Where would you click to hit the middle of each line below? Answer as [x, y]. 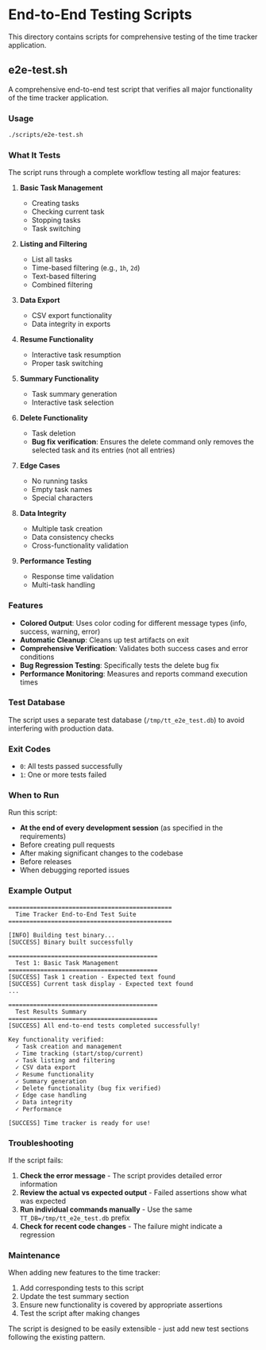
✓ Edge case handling [51, 1095]
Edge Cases [40, 466]
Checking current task [68, 211]
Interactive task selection [73, 402]
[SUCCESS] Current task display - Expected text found [101, 983]
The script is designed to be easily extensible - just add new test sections [129, 1329]
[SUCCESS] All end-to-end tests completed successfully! [104, 1026]
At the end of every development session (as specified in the [121, 828]
